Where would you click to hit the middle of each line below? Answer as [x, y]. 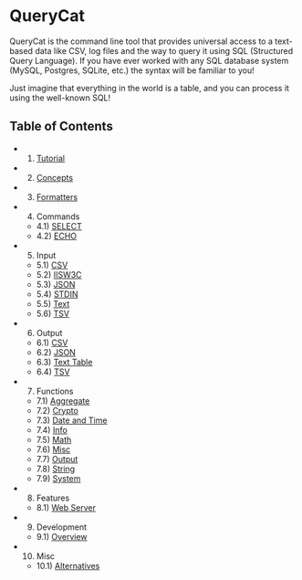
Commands [58, 216]
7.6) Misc [53, 449]
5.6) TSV [53, 313]
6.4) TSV [53, 372]
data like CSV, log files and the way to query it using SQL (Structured [164, 50]
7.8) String [56, 469]
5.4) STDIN [57, 294]
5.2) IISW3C [59, 274]
